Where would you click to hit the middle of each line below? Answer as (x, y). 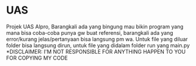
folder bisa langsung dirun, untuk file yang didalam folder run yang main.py (98, 45)
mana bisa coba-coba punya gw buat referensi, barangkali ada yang (90, 32)
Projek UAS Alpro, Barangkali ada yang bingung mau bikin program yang (95, 27)
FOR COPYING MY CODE (37, 58)
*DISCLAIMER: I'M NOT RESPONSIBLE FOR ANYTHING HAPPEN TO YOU (96, 51)
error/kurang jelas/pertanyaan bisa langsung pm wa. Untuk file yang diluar (97, 39)
